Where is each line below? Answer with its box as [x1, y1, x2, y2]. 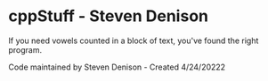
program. [8, 44, 43, 55]
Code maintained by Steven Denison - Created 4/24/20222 [8, 62, 226, 72]
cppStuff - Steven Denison [8, 6, 208, 26]
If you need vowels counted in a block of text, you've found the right [8, 35, 259, 46]
